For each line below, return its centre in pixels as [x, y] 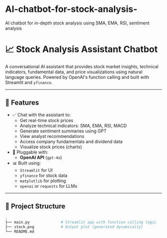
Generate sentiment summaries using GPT [63, 131]
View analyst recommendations [52, 136]
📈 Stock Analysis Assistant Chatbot [82, 50]
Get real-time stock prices [46, 120]
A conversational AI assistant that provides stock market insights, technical [82, 66]
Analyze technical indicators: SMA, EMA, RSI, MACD [73, 125]
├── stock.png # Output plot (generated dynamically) [74, 227]
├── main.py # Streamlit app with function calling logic [81, 223]
